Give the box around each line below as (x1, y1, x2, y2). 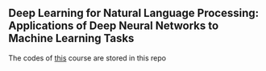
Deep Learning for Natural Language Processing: (8, 6, 260, 20)
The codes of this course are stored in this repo (8, 52, 167, 63)
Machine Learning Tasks (8, 31, 135, 45)
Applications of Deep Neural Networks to (8, 19, 219, 33)
